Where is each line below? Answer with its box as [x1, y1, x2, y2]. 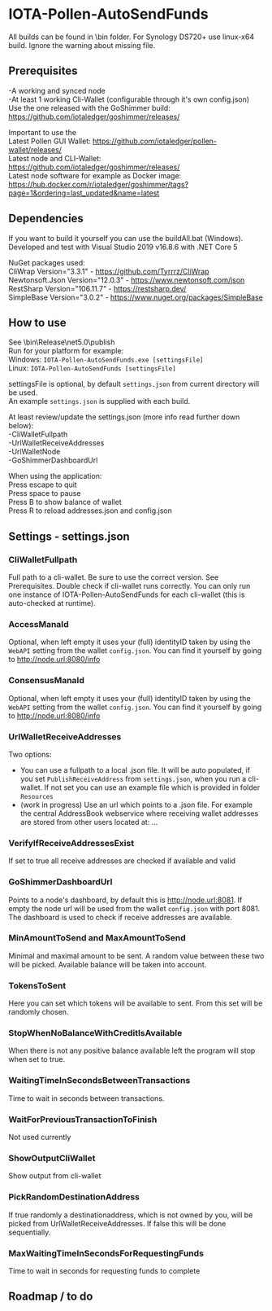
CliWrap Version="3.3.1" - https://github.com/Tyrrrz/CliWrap [8, 266, 209, 276]
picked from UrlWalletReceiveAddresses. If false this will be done [8, 1218, 227, 1228]
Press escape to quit [8, 480, 77, 489]
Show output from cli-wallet [8, 1171, 101, 1181]
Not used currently [8, 1133, 71, 1142]
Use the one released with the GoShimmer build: [8, 103, 171, 112]
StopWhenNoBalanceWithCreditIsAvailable [8, 1028, 183, 1039]
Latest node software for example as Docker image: [8, 170, 182, 180]
